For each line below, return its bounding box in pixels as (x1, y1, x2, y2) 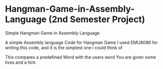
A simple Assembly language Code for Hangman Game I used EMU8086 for (5, 39, 158, 45)
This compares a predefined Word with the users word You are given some (5, 54, 157, 60)
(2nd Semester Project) (48, 14, 145, 25)
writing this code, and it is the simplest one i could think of (5, 45, 123, 50)
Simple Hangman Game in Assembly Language (5, 30, 100, 36)
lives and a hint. (5, 59, 37, 65)
